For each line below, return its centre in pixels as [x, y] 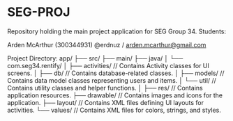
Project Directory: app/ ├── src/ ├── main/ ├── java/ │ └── [95, 58]
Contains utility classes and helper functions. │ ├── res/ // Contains [105, 88]
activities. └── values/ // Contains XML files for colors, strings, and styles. [114, 110]
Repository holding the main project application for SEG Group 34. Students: [117, 31]
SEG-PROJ [39, 12]
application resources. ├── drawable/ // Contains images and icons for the [115, 95]
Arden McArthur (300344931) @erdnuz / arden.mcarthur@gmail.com [107, 45]
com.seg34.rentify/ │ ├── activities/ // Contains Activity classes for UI [108, 65]
